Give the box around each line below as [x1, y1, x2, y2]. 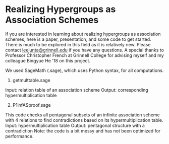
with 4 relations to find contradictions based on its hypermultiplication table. [5, 117, 163, 123]
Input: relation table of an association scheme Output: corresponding [5, 87, 149, 93]
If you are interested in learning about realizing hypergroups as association [5, 31, 161, 37]
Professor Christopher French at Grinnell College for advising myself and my [5, 52, 164, 58]
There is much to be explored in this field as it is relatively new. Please [5, 41, 151, 47]
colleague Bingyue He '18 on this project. [5, 57, 91, 63]
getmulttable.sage [12, 77, 50, 83]
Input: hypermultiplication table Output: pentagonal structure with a [5, 122, 145, 128]
